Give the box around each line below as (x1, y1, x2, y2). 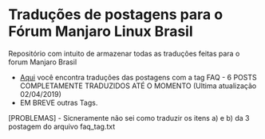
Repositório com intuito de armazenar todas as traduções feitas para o (8, 48, 240, 58)
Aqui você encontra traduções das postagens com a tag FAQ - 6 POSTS (19, 72, 257, 82)
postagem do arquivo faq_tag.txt (8, 122, 116, 131)
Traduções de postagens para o (8, 6, 223, 24)
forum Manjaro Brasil (8, 57, 77, 67)
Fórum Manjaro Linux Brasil (8, 22, 193, 41)
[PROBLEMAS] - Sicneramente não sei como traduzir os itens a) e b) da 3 (8, 113, 250, 122)
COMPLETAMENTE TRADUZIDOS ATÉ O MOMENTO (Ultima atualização (19, 81, 257, 91)
